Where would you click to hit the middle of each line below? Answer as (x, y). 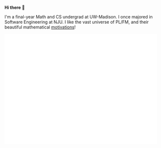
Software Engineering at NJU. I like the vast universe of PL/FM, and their (77, 22)
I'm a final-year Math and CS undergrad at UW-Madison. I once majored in (79, 17)
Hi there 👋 (15, 7)
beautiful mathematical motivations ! (40, 27)
